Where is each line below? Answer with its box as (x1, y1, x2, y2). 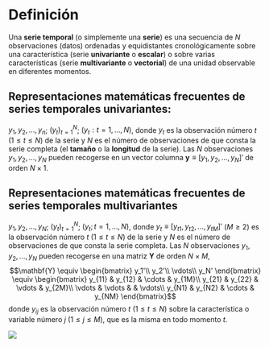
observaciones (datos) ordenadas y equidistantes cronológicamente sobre (8, 40, 256, 50)
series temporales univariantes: (8, 102, 172, 116)
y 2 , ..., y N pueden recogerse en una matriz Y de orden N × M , (8, 251, 211, 262)
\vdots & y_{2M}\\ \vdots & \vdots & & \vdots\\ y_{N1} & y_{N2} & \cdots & (15, 283, 255, 292)
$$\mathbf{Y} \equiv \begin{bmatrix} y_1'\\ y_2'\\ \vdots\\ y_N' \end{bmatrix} (9, 266, 262, 275)
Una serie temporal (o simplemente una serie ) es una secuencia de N (8, 32, 241, 42)
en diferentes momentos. (8, 66, 92, 76)
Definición (8, 6, 79, 24)
